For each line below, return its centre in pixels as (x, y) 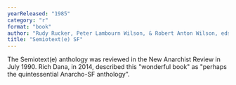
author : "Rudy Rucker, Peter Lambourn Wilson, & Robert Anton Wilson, (113, 33)
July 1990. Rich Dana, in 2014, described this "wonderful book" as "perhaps (117, 67)
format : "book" (29, 26)
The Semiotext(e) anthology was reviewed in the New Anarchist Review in (114, 59)
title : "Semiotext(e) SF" (45, 40)
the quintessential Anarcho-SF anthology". (68, 75)
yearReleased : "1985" (39, 14)
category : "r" (28, 20)
